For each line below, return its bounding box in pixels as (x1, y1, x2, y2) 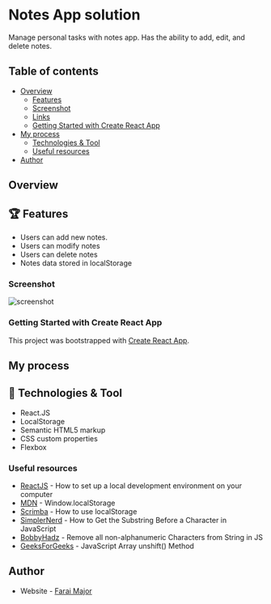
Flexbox (19, 442, 47, 452)
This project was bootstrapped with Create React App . (8, 335, 190, 345)
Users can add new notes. (19, 232, 108, 242)
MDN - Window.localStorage (19, 498, 116, 508)
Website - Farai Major (19, 585, 93, 596)
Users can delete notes (19, 249, 99, 259)
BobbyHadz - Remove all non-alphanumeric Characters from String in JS (19, 533, 263, 542)
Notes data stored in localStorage (19, 257, 132, 268)
